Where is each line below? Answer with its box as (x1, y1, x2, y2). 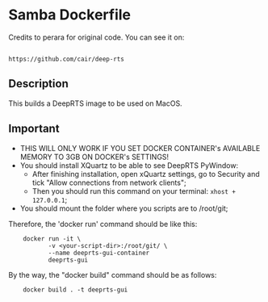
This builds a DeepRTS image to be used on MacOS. (8, 99, 183, 108)
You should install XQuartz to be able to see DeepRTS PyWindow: (19, 160, 239, 170)
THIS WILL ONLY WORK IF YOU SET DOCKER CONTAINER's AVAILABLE (19, 143, 261, 153)
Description (8, 77, 69, 90)
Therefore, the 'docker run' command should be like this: (8, 219, 198, 229)
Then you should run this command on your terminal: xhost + (31, 186, 237, 195)
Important (8, 122, 60, 136)
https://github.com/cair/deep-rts (8, 55, 125, 63)
